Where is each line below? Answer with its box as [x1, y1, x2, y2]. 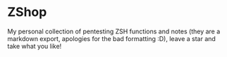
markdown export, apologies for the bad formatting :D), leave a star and [7, 34, 216, 42]
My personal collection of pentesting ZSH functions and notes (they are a [7, 27, 221, 35]
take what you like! [7, 42, 62, 50]
